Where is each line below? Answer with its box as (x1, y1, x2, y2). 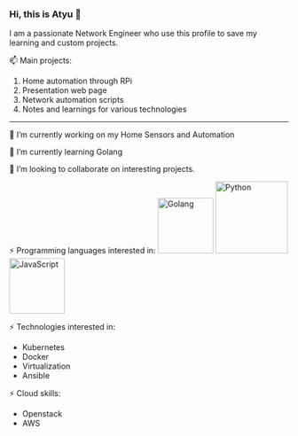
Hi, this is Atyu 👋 (9, 8, 82, 20)
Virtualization (21, 361, 71, 371)
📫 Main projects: (9, 55, 73, 66)
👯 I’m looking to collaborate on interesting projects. (9, 164, 195, 175)
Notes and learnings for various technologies (21, 104, 187, 114)
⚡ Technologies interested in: (9, 322, 116, 332)
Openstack (21, 409, 63, 419)
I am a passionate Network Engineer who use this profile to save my (9, 28, 257, 39)
